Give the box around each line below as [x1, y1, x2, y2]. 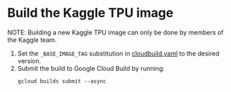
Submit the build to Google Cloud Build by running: [17, 64, 165, 72]
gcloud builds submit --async [17, 77, 107, 85]
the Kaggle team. [7, 35, 57, 44]
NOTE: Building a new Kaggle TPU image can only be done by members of [7, 28, 224, 37]
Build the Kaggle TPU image [7, 5, 174, 21]
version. [17, 56, 42, 65]
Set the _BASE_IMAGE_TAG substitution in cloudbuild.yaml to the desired [17, 49, 220, 58]
